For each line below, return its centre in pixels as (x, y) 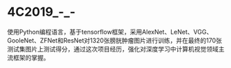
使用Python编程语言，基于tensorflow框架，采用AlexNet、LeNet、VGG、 (110, 32)
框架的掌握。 (31, 57)
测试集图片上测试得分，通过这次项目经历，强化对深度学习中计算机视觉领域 (113, 49)
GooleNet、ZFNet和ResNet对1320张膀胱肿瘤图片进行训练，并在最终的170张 (115, 40)
